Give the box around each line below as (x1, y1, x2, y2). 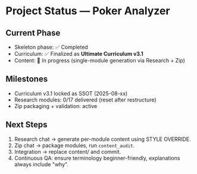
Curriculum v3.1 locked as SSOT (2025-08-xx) (14, 90, 128, 97)
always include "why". (14, 160, 69, 167)
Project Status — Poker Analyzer (5, 4, 170, 18)
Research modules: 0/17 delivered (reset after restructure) (14, 96, 157, 103)
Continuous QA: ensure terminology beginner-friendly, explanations (14, 154, 180, 162)
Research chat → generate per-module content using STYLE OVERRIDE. (14, 135, 191, 143)
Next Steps (5, 120, 48, 130)
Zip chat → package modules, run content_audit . (14, 141, 135, 149)
